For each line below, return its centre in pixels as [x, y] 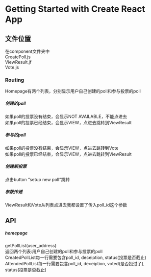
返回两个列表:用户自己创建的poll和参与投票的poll [54, 251]
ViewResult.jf [18, 62]
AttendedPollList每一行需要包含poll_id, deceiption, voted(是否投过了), [75, 263]
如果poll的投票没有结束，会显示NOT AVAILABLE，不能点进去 [66, 116]
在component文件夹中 [27, 51]
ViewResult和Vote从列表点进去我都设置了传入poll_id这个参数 [66, 205]
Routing [15, 80]
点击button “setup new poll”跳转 [38, 180]
